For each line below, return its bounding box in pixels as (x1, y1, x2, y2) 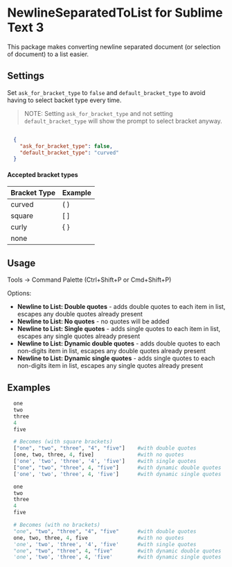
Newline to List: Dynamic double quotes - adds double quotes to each (17, 339, 220, 348)
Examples (7, 382, 51, 393)
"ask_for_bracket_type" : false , (19, 142, 113, 150)
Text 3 (7, 19, 44, 35)
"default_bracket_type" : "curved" (19, 149, 119, 156)
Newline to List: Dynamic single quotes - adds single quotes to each (17, 354, 215, 362)
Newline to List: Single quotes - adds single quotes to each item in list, (17, 325, 220, 333)
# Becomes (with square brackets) (13, 439, 113, 446)
